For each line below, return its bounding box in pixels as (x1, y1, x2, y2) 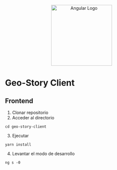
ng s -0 (5, 160, 21, 165)
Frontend (5, 96, 33, 105)
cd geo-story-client (5, 124, 47, 129)
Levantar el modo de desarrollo (12, 151, 75, 156)
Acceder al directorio (12, 115, 54, 120)
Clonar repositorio (12, 110, 49, 115)
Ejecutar (12, 133, 29, 138)
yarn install (5, 142, 32, 147)
